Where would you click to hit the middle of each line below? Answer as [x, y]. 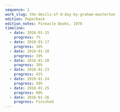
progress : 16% [28, 47]
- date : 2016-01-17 [30, 42]
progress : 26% [28, 65]
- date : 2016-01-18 [30, 51]
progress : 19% [28, 56]
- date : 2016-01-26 [30, 97]
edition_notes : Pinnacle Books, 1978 [44, 24]
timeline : [15, 28]
